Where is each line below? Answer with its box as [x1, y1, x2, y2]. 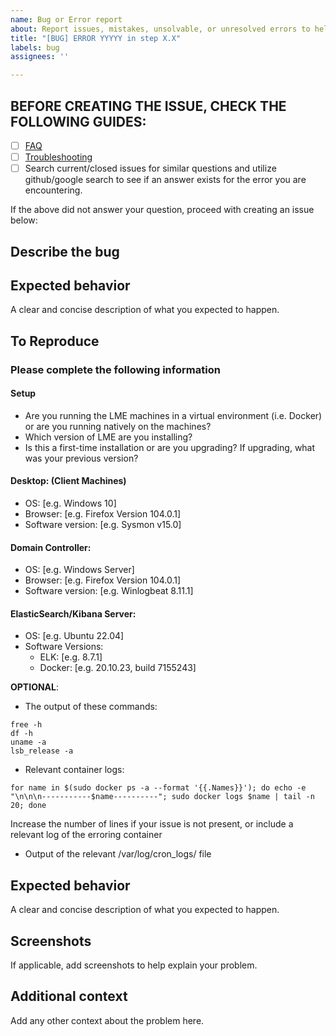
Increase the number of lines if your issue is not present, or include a [10, 818, 294, 830]
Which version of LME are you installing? [24, 431, 193, 443]
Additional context [10, 988, 128, 1005]
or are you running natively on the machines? [24, 420, 212, 432]
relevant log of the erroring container [10, 829, 163, 841]
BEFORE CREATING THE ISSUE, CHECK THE [10, 97, 287, 115]
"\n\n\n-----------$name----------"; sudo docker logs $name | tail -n [10, 792, 315, 802]
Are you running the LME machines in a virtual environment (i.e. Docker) [24, 409, 323, 421]
